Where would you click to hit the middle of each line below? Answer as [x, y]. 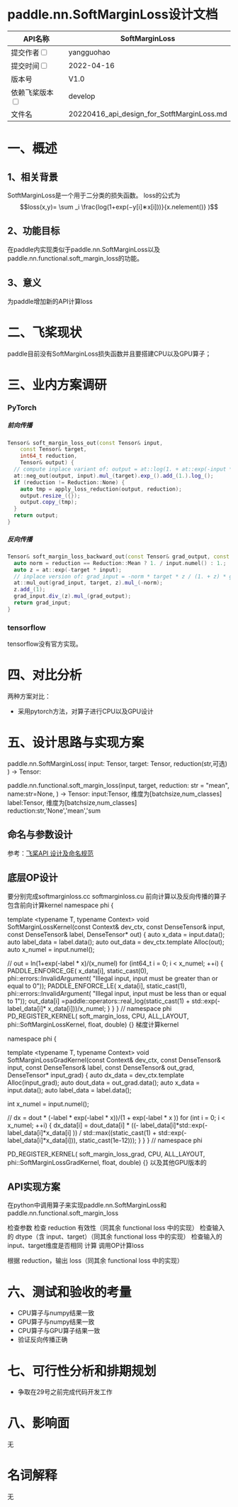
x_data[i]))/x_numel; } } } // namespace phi [110, 1008]
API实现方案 [34, 1187]
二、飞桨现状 [45, 333]
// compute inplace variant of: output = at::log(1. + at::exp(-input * [123, 469]
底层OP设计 [33, 878]
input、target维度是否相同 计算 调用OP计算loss [76, 1246]
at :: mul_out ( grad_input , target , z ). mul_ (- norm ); [88, 583]
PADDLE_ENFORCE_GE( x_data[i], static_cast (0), [78, 970]
